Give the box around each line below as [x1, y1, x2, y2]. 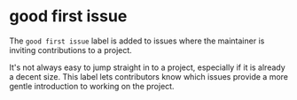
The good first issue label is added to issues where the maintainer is [9, 35, 265, 46]
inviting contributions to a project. [9, 44, 133, 55]
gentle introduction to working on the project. [9, 81, 175, 91]
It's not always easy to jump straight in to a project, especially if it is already [9, 62, 285, 73]
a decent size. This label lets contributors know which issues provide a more [9, 71, 289, 81]
